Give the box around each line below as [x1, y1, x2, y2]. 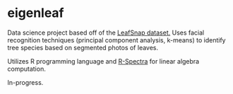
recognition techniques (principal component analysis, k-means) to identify [7, 35, 226, 44]
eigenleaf [7, 5, 65, 21]
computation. [7, 64, 46, 73]
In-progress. [7, 78, 44, 86]
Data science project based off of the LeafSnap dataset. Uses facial [7, 28, 205, 37]
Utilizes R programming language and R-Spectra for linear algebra [7, 57, 200, 65]
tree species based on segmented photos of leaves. [7, 43, 159, 52]
